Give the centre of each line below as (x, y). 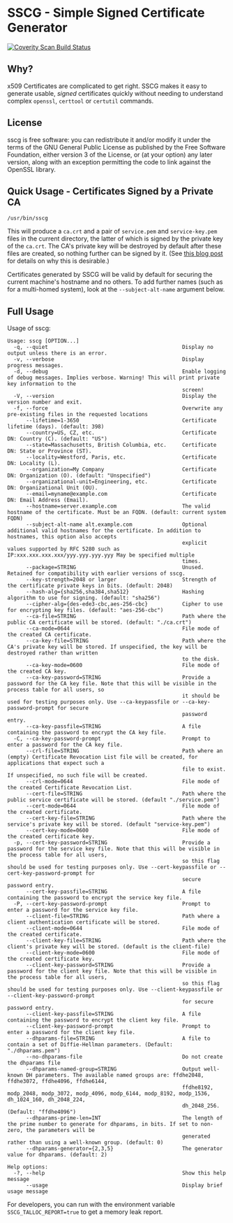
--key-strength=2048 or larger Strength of (121, 580)
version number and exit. (45, 402)
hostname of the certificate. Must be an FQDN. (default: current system (117, 513)
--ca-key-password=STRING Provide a (118, 678)
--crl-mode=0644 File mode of (122, 782)
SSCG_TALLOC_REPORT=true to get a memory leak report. (85, 1212)
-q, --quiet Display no (114, 348)
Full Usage (31, 312)
